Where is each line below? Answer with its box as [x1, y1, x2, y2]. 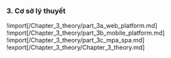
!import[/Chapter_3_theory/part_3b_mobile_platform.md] [6, 29, 165, 37]
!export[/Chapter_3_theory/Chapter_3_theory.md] [6, 44, 145, 52]
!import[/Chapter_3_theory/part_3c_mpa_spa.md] [6, 36, 145, 44]
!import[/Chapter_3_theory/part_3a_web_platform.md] [6, 22, 158, 30]
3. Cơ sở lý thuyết [6, 6, 66, 16]
